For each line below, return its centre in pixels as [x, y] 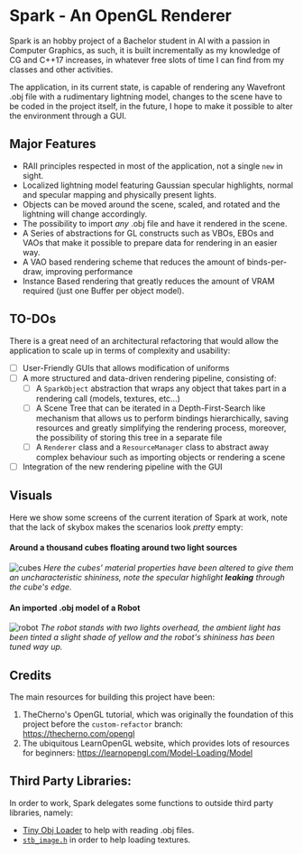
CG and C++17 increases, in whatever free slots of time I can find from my [147, 60]
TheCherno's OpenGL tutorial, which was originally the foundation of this [158, 714]
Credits [31, 675]
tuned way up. [36, 647]
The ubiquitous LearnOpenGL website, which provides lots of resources [156, 743]
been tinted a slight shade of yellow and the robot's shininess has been [142, 637]
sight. [33, 175]
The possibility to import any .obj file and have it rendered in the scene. [155, 223]
